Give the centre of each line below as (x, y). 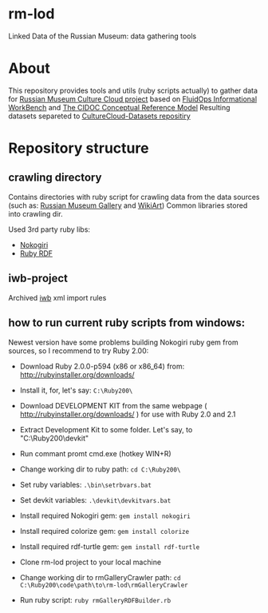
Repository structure (79, 148)
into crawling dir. (35, 213)
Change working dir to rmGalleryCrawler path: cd (100, 577)
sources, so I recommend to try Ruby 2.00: (79, 350)
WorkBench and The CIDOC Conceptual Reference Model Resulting (119, 107)
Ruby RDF (36, 253)
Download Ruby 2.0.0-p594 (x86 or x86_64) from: (102, 366)
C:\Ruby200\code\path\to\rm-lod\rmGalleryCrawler (104, 585)
